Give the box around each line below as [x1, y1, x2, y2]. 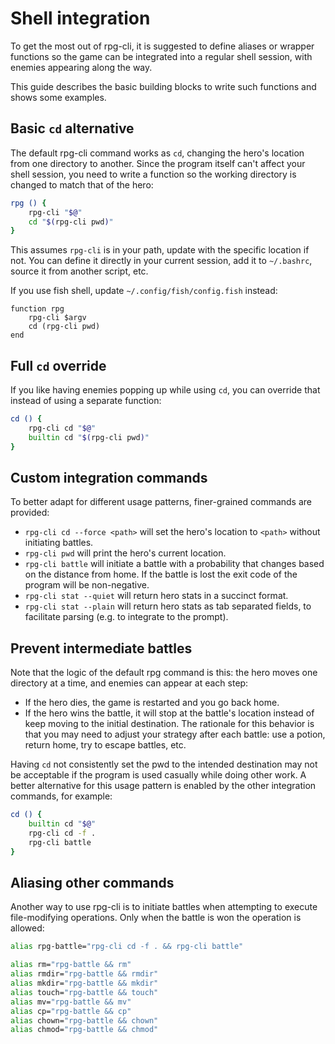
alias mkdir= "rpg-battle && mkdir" [10, 978, 159, 988]
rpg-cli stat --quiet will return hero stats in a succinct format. [24, 590, 289, 602]
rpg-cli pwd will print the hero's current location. [24, 547, 227, 559]
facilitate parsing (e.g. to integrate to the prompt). [24, 611, 229, 623]
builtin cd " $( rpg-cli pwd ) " [28, 432, 150, 442]
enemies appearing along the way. [10, 61, 153, 73]
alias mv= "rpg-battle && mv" [10, 997, 132, 1007]
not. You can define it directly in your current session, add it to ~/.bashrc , [10, 255, 313, 267]
